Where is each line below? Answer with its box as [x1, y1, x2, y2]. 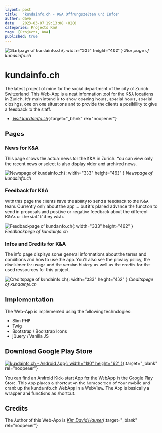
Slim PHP [12, 317, 31, 323]
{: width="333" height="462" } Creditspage [66, 276, 154, 282]
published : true [5, 34, 38, 39]
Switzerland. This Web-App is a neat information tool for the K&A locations [5, 91, 154, 97]
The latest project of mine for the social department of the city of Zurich [5, 85, 148, 91]
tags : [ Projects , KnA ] [5, 30, 51, 34]
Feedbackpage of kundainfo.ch [5, 228, 68, 234]
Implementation [5, 296, 54, 304]
